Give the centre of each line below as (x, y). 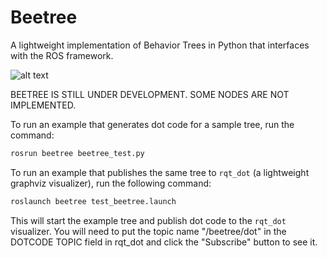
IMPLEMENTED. (43, 105)
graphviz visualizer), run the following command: (111, 183)
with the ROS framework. (62, 55)
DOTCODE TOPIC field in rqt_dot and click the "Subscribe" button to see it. (164, 242)
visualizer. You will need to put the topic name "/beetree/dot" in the (148, 231)
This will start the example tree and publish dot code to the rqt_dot (148, 220)
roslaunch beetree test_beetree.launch (93, 201)
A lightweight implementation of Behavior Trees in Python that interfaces (160, 45)
